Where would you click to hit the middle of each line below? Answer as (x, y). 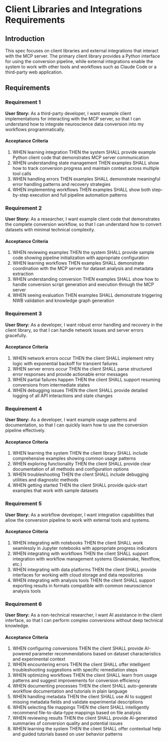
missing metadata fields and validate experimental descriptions (78, 702)
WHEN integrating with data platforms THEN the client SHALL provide (85, 569)
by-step (21, 195)
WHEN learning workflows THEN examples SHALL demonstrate (78, 263)
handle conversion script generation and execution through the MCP (83, 285)
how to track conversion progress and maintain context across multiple (86, 168)
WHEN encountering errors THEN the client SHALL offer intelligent (81, 664)
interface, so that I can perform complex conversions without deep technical (84, 621)
